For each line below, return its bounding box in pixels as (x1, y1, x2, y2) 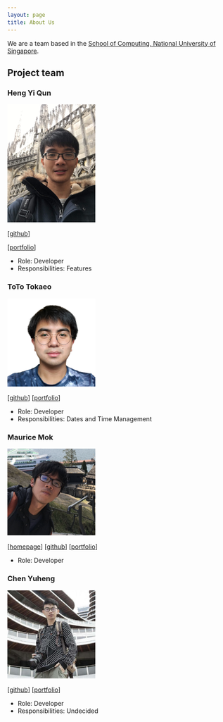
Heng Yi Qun (7, 88, 51, 98)
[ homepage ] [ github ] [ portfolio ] (7, 542, 98, 551)
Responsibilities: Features (17, 264, 92, 273)
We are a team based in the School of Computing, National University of (7, 39, 216, 47)
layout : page (7, 11, 46, 18)
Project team (7, 67, 65, 79)
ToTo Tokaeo (7, 282, 52, 292)
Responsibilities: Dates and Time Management (17, 414, 153, 423)
